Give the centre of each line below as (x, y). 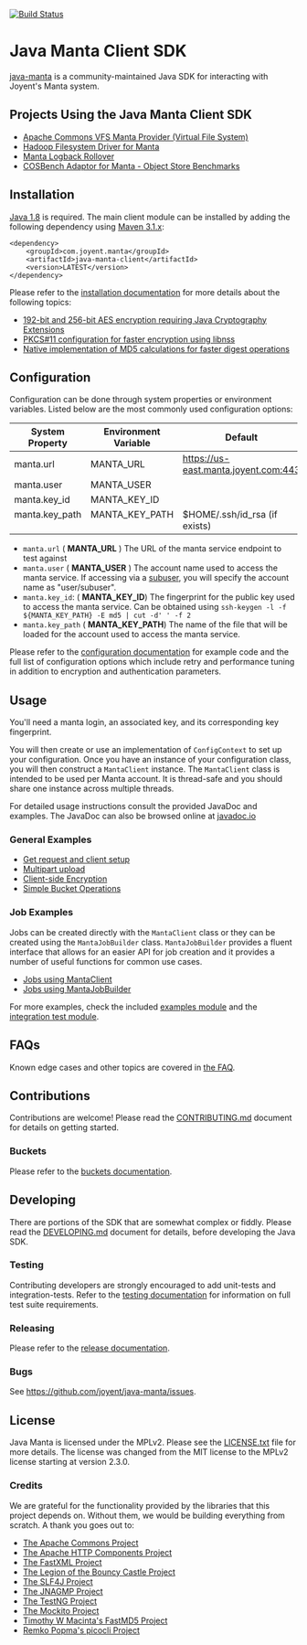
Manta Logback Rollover (69, 156)
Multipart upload (54, 870)
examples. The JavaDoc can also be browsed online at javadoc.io (133, 816)
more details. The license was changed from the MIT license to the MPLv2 (149, 1452)
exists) (197, 526)
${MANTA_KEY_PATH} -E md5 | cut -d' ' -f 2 (107, 616)
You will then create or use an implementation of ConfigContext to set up (146, 750)
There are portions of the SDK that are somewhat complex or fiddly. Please (151, 1222)
